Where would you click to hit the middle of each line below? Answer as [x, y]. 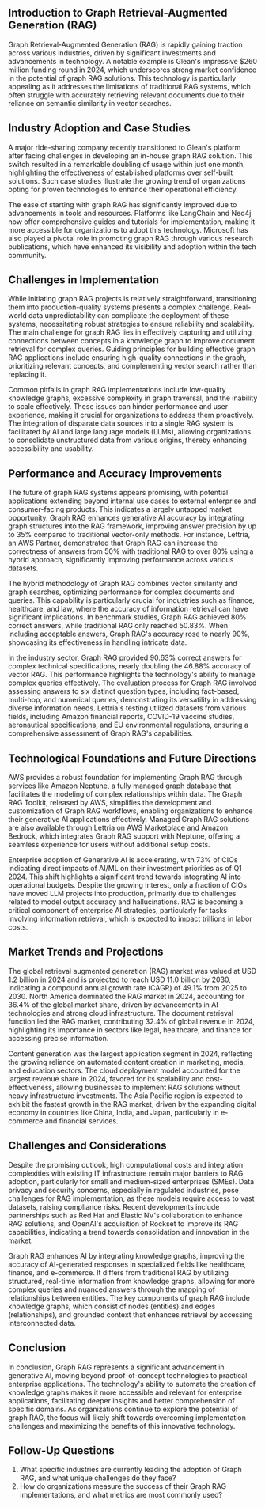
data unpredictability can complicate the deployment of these [129, 316]
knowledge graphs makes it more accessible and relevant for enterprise [125, 1392]
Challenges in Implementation [84, 280]
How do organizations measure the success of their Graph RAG [123, 1486]
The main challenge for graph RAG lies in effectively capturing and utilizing [130, 332]
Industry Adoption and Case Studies [100, 129]
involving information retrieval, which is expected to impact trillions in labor [131, 919]
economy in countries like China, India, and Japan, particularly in [114, 1112]
